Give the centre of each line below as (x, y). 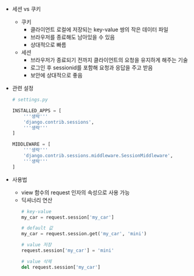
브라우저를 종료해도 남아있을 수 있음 (73, 37)
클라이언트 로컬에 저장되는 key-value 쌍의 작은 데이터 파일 (99, 30)
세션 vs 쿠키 (26, 9)
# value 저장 (36, 245)
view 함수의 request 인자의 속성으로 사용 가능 (75, 192)
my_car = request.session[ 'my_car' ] (68, 217)
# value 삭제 (36, 261)
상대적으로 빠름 (48, 45)
